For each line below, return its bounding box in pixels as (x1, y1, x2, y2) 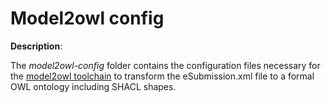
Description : (10, 40, 63, 52)
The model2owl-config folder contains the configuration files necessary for (10, 59, 321, 71)
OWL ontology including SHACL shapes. (10, 80, 177, 92)
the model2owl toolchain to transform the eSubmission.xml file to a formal (10, 70, 315, 82)
